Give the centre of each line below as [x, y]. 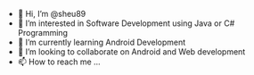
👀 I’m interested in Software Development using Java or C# [126, 23]
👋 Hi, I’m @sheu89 [52, 14]
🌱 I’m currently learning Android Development [102, 42]
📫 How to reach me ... [59, 62]
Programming [43, 33]
